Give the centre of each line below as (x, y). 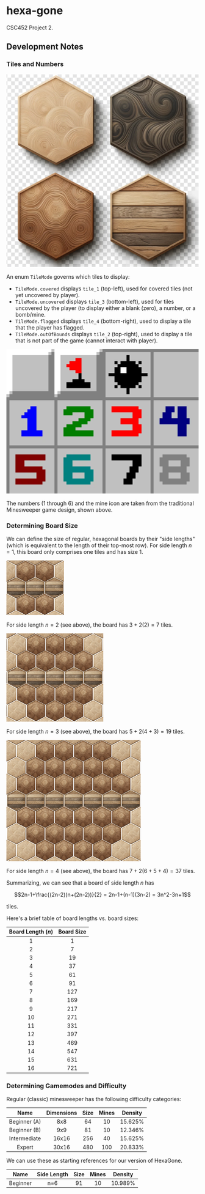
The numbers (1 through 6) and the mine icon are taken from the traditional (100, 503)
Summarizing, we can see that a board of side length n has (80, 883)
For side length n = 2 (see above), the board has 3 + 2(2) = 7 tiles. (89, 625)
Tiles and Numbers (35, 64)
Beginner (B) (25, 1130)
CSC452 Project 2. (30, 28)
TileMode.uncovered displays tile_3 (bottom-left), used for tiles (95, 301)
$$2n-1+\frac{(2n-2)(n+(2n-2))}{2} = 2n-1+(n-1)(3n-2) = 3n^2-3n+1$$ (103, 894)
